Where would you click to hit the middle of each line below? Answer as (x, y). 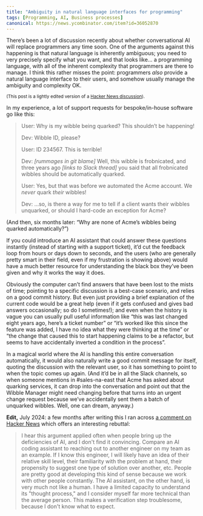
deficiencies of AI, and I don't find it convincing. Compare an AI (100, 442)
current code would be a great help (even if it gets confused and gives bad (100, 304)
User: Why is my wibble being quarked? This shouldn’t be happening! (108, 126)
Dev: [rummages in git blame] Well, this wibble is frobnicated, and (103, 161)
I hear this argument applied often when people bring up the (96, 436)
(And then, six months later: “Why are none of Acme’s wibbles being (92, 223)
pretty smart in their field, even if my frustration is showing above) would (97, 260)
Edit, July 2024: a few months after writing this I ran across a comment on (99, 417)
